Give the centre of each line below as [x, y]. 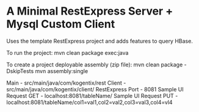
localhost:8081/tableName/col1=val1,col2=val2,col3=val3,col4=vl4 [89, 102]
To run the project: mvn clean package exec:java [67, 52]
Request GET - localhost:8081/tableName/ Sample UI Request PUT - [92, 96]
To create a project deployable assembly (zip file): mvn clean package [95, 65]
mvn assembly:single [62, 71]
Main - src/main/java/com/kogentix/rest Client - [66, 83]
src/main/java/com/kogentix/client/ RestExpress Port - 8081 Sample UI [95, 89]
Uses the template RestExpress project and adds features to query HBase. [100, 41]
